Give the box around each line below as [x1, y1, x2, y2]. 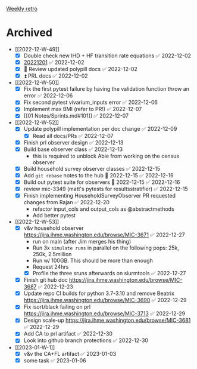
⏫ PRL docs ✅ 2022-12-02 [23, 72, 88, 79]
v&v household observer [23, 225, 84, 232]
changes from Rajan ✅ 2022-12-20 [23, 199, 110, 205]
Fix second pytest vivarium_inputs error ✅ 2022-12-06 [23, 99, 158, 106]
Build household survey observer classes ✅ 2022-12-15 [23, 165, 161, 172]
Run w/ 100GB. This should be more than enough [32, 257, 153, 265]
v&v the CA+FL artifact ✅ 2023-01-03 [23, 350, 117, 357]
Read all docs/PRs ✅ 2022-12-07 [32, 132, 114, 139]
